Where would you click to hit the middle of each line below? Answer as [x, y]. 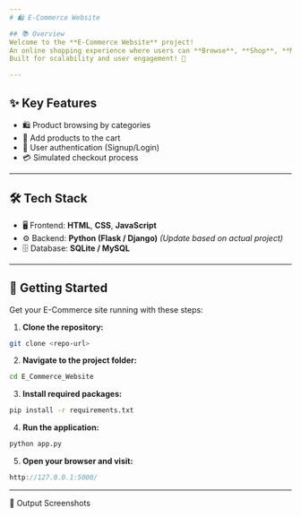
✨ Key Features [53, 103]
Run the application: [61, 427]
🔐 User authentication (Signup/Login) [90, 147]
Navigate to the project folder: [79, 360]
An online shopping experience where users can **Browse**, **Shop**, [144, 50]
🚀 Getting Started [59, 288]
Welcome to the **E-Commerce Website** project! [102, 42]
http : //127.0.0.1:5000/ [54, 478]
